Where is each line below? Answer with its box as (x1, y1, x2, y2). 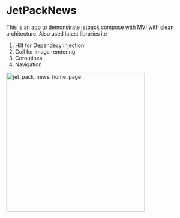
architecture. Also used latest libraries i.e (6, 30, 107, 37)
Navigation (14, 61, 42, 68)
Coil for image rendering (14, 48, 76, 55)
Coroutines (14, 54, 43, 61)
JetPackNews (6, 4, 77, 17)
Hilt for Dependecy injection (14, 42, 85, 49)
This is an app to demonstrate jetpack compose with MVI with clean (6, 23, 174, 31)
